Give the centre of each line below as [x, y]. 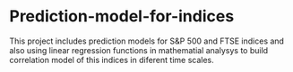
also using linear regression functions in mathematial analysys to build [139, 50]
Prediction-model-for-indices [122, 16]
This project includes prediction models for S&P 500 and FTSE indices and [147, 41]
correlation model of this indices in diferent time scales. [112, 60]
